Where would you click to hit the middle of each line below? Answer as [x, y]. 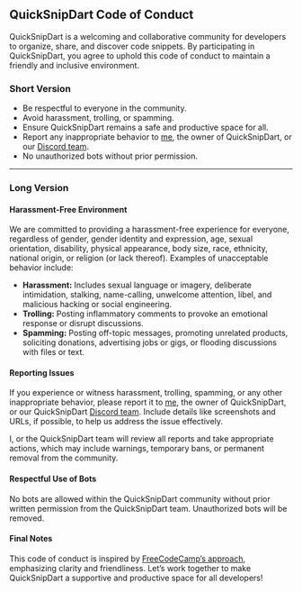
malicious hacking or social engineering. [97, 305]
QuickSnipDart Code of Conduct [102, 15]
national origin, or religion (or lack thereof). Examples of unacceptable [139, 258]
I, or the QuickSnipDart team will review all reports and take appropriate [142, 439]
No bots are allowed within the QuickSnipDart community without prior [140, 498]
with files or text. [53, 352]
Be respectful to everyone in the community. [104, 108]
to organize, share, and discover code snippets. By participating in [132, 46]
